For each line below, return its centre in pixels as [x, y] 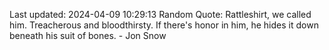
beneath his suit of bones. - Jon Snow [88, 35]
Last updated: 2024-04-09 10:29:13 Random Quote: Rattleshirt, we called [160, 14]
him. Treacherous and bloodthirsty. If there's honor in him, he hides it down [164, 25]
